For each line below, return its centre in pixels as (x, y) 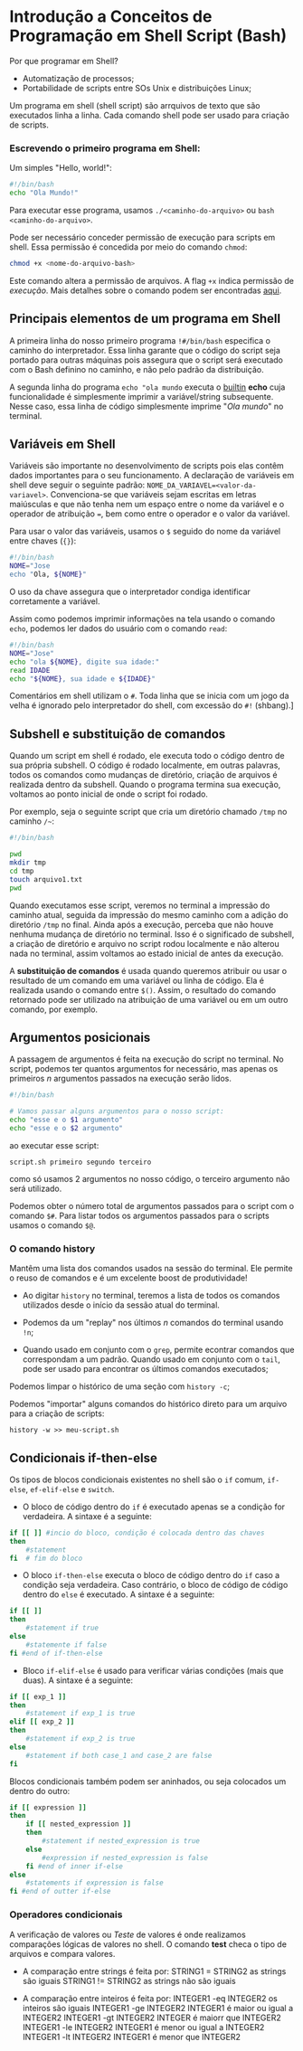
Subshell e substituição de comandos (118, 734)
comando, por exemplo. (53, 1009)
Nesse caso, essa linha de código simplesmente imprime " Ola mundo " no (147, 406)
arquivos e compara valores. (62, 1953)
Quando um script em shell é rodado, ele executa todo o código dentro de (147, 756)
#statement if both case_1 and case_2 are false (119, 1755)
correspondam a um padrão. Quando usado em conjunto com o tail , (151, 1359)
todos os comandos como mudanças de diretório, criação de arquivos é (143, 775)
